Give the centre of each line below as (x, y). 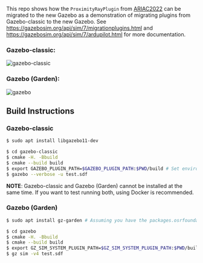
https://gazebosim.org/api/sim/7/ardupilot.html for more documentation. (96, 34)
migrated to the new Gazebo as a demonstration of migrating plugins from (98, 15)
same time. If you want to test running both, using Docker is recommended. (100, 192)
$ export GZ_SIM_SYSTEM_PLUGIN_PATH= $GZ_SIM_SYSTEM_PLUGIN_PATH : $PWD (96, 248)
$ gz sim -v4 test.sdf (35, 254)
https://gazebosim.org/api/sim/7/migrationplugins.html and (79, 28)
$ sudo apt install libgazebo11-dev (52, 141)
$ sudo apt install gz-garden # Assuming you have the (77, 220)
